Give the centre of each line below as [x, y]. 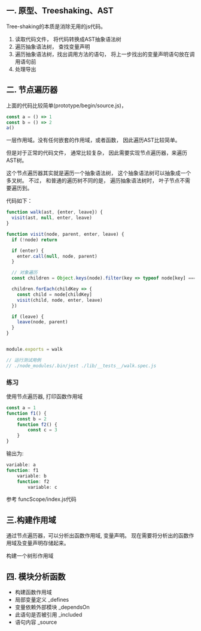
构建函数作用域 [33, 592]
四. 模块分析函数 [36, 577]
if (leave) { [28, 317]
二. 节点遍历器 [32, 90]
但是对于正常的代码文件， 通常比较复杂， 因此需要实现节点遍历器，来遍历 [97, 153]
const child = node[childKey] [55, 295]
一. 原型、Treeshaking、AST [60, 11]
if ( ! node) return [35, 240]
